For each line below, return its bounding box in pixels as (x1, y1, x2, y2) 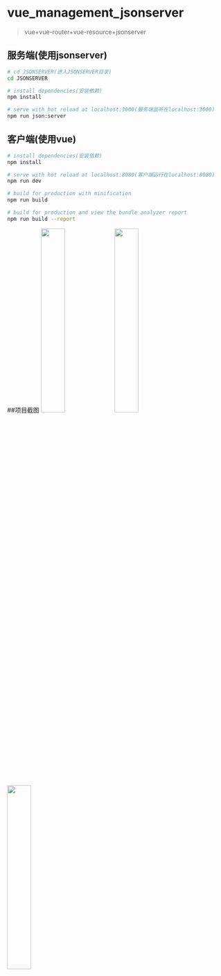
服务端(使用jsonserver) (7, 50, 107, 62)
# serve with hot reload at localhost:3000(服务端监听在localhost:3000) (7, 106, 215, 114)
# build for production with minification (7, 190, 132, 197)
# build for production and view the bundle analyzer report (7, 209, 188, 216)
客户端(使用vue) (7, 134, 77, 145)
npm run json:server (7, 113, 67, 120)
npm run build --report (7, 215, 76, 222)
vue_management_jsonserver (7, 5, 184, 21)
